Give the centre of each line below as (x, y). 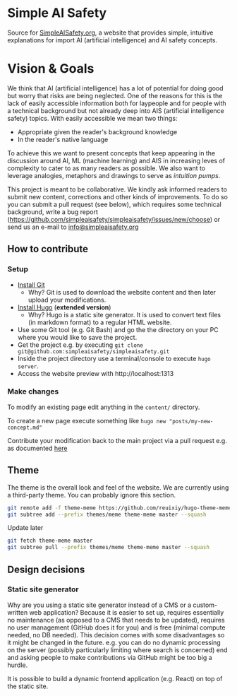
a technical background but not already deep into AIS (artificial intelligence (116, 110)
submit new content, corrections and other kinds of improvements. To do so (117, 196)
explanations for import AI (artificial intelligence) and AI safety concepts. (112, 40)
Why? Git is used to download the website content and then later (122, 292)
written (18, 612)
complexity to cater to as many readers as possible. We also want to (107, 168)
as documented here (37, 448)
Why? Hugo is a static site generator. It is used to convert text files (124, 314)
